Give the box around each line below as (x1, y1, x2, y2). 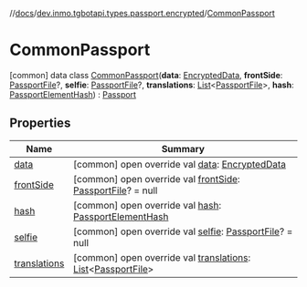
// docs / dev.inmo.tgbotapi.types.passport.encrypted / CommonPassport (9, 8, 276, 18)
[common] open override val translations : (72, 251, 251, 263)
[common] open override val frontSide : (72, 172, 240, 185)
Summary (161, 142, 206, 155)
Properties (9, 116, 71, 131)
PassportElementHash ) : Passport (9, 88, 137, 99)
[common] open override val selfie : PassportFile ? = (72, 225, 293, 238)
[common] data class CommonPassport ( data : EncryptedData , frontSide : (9, 69, 283, 80)
